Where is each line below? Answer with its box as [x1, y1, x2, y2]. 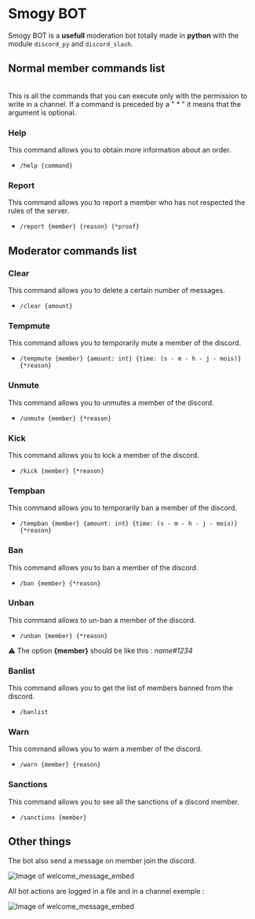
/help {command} [19, 162, 73, 170]
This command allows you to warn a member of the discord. [8, 744, 202, 754]
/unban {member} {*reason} [19, 632, 108, 640]
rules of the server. [8, 206, 70, 216]
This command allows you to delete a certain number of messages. [8, 286, 226, 295]
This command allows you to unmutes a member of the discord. [8, 397, 214, 407]
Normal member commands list [8, 62, 166, 75]
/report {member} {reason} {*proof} [19, 223, 140, 231]
